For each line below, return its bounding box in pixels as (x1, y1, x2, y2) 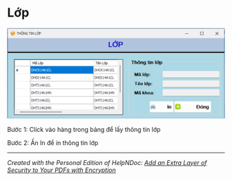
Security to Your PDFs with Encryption (7, 166, 116, 174)
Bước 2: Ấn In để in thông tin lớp (7, 138, 99, 146)
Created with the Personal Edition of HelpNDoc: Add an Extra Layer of (7, 158, 207, 166)
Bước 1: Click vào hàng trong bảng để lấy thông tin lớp (7, 125, 161, 133)
